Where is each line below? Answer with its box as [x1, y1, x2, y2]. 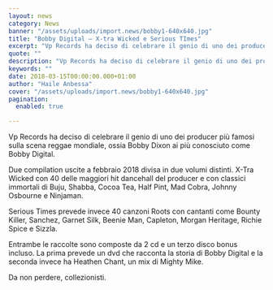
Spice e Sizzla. [8, 224, 58, 234]
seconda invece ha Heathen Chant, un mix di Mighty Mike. [8, 257, 204, 266]
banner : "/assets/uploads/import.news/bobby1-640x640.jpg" [8, 27, 213, 35]
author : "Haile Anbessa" [8, 80, 93, 88]
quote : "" [8, 50, 42, 58]
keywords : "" [8, 65, 53, 73]
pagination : [8, 95, 49, 103]
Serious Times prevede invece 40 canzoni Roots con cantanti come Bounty [8, 206, 261, 216]
